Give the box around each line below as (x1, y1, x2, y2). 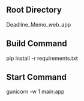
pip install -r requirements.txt (6, 54, 78, 62)
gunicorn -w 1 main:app (6, 88, 65, 96)
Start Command (6, 72, 67, 82)
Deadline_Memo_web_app (6, 21, 71, 28)
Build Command (6, 39, 67, 49)
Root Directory (6, 5, 62, 15)
